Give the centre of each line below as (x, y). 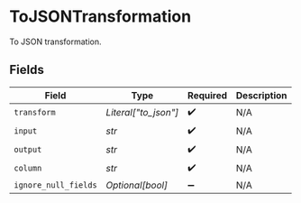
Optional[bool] (137, 185)
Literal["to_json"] (142, 113)
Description (261, 95)
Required (208, 95)
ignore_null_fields (55, 185)
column (28, 168)
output (28, 150)
